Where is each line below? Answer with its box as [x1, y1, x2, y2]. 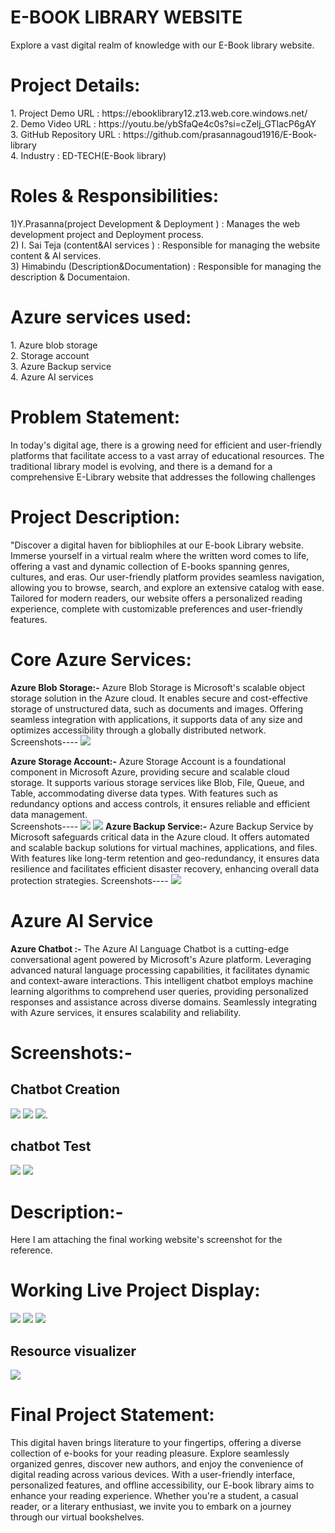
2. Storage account [10, 349, 90, 361]
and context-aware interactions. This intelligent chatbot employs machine [10, 974, 314, 986]
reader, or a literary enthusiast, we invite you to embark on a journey [10, 1500, 292, 1512]
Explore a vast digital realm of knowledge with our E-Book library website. [10, 39, 315, 51]
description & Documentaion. [10, 271, 131, 283]
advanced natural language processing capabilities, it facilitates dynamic [10, 964, 311, 976]
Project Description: [10, 506, 181, 528]
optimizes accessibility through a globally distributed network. [10, 724, 267, 736]
